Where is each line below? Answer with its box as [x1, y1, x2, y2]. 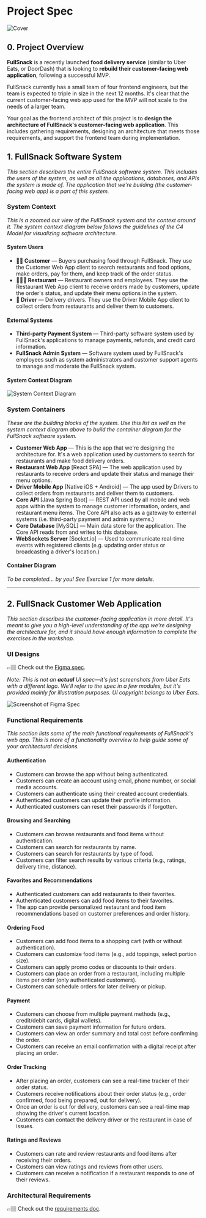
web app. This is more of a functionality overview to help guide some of [7, 736, 188, 743]
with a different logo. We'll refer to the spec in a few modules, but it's [7, 682, 181, 690]
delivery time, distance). [15, 862, 77, 870]
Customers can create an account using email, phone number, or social [15, 777, 196, 784]
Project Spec [7, 4, 73, 18]
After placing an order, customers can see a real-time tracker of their [15, 1077, 189, 1084]
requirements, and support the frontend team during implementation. [7, 134, 181, 141]
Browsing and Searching [7, 817, 71, 824]
